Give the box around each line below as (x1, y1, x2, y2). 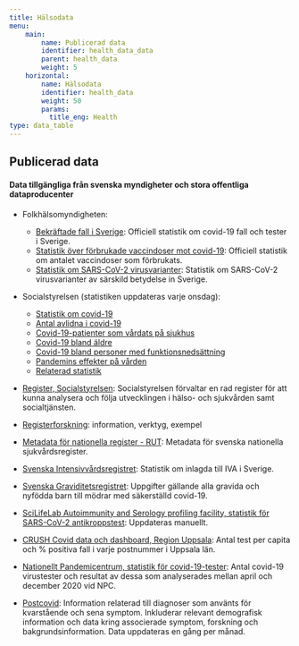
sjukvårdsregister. (21, 446, 88, 456)
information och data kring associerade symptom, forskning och (21, 616, 259, 627)
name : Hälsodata (41, 80, 102, 89)
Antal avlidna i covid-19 (35, 318, 122, 328)
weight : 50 (41, 96, 82, 106)
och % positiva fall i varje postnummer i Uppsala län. (21, 543, 216, 555)
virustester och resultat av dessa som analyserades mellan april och (21, 570, 273, 582)
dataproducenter (9, 189, 74, 200)
